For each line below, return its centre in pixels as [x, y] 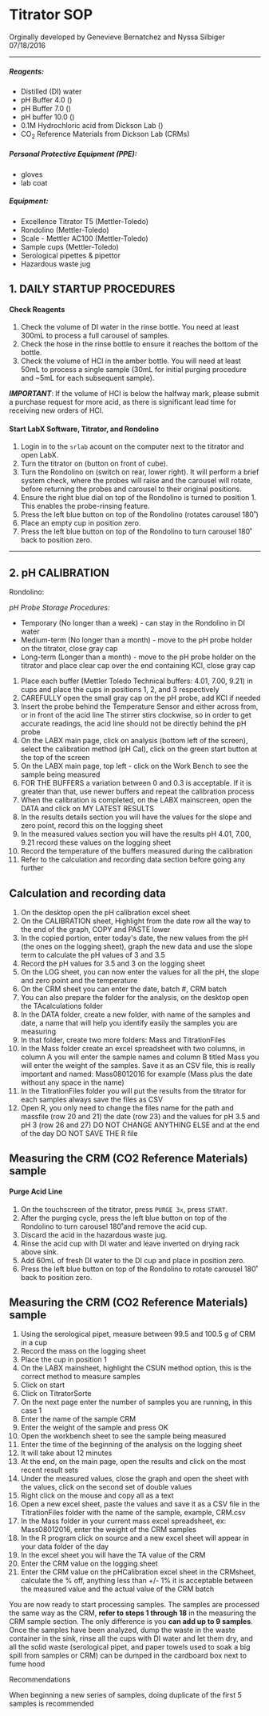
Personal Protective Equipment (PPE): [73, 154]
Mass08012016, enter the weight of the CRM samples [109, 1530]
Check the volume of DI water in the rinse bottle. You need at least [130, 327]
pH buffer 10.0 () [47, 117]
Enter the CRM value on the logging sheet [89, 1564]
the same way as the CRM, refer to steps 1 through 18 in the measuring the [133, 1613]
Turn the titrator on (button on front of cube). [94, 464]
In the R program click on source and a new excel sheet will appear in [135, 1538]
